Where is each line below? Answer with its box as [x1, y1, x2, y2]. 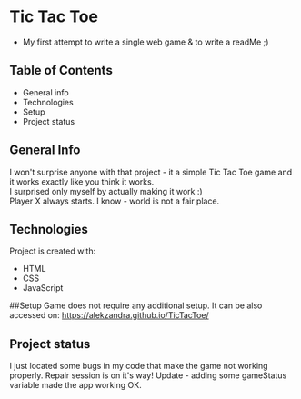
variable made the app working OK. [9, 380, 143, 391]
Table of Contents [9, 63, 114, 78]
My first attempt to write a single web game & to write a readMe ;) [22, 36, 269, 47]
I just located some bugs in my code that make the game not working [9, 361, 268, 372]
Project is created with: [9, 245, 96, 256]
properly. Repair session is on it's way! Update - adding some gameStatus [9, 370, 287, 381]
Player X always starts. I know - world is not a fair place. [9, 195, 220, 206]
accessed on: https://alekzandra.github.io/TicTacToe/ [9, 310, 209, 321]
